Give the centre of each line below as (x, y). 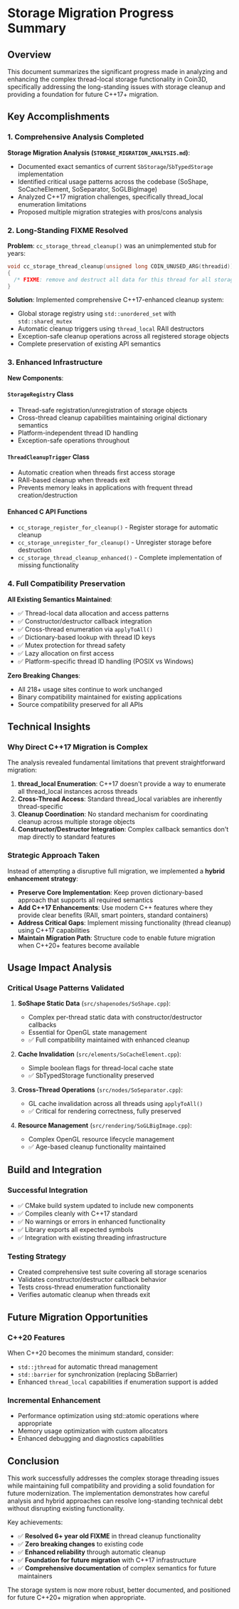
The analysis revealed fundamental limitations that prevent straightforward (116, 762)
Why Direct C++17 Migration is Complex (78, 747)
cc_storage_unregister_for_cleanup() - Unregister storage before (115, 542)
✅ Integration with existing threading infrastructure (92, 1238)
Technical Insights (49, 727)
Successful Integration (48, 1190)
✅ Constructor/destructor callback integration (85, 621)
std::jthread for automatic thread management (87, 1367)
